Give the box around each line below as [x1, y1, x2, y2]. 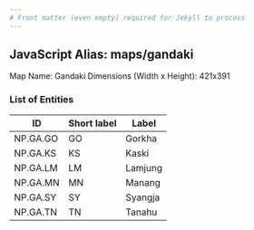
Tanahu [125, 206, 158, 218]
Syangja [125, 191, 161, 204]
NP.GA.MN [14, 176, 60, 188]
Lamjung [125, 161, 163, 174]
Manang [125, 176, 161, 188]
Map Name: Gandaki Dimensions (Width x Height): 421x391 [9, 71, 230, 81]
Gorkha [125, 132, 157, 145]
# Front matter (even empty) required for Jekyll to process [9, 13, 246, 23]
